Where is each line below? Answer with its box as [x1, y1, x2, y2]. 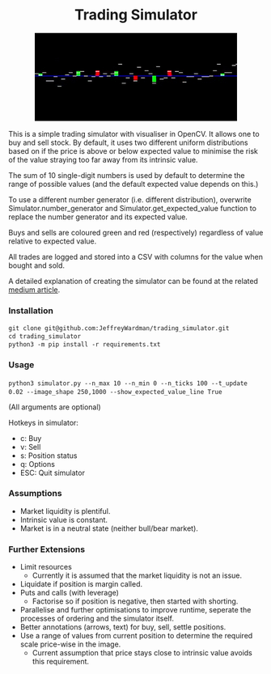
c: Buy [19, 433, 42, 443]
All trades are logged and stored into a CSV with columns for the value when [8, 252, 263, 261]
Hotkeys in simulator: [8, 418, 79, 427]
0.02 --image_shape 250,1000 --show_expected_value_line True [8, 388, 222, 396]
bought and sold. [8, 261, 66, 270]
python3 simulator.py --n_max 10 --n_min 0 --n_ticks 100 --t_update [8, 379, 248, 388]
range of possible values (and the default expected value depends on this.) [8, 179, 259, 189]
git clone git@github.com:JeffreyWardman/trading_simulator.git [8, 324, 230, 333]
